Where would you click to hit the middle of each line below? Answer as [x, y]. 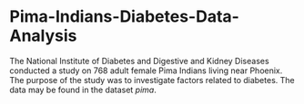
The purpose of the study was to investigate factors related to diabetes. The [152, 80]
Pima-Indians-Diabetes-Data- [124, 17]
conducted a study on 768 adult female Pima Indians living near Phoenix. [146, 71]
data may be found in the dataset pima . [83, 90]
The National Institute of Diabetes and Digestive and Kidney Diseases [140, 61]
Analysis [43, 36]
